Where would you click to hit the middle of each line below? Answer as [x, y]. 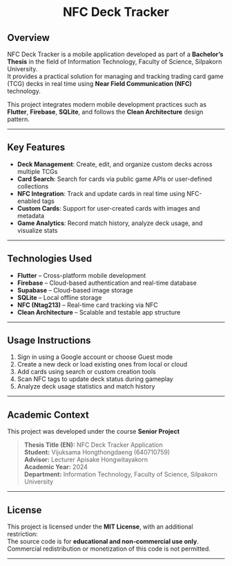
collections [33, 186]
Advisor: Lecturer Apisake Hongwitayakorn [86, 460]
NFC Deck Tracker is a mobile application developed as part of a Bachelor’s [115, 54]
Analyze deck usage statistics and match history [86, 387]
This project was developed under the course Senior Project [94, 432]
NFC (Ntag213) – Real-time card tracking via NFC [88, 305]
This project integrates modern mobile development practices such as [107, 104]
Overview [29, 38]
